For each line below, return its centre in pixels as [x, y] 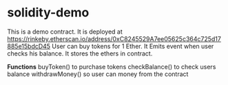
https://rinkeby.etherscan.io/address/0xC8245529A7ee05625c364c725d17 [114, 38]
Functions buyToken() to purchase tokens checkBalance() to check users [112, 66]
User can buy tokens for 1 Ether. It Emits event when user [133, 46]
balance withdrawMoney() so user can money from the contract [98, 74]
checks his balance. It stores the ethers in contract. [80, 53]
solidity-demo [48, 13]
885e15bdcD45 [29, 46]
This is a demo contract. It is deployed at [65, 32]
